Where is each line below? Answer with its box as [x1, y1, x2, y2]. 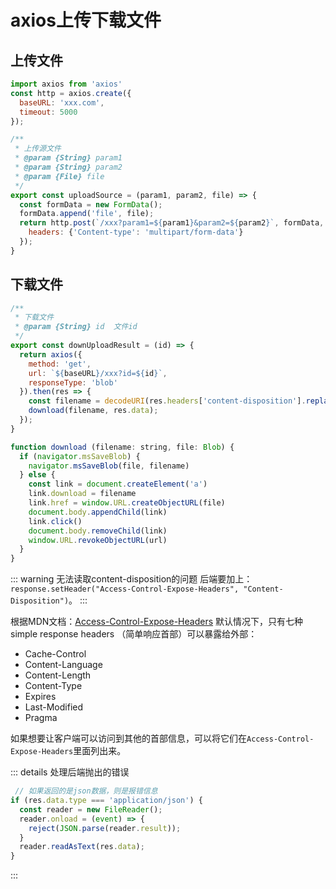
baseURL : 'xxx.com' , [19, 97, 105, 108]
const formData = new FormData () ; [19, 199, 163, 210]
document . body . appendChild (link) [28, 507, 168, 517]
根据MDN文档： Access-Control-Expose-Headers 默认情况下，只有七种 [10, 616, 303, 628]
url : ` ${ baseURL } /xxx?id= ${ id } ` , [28, 368, 168, 378]
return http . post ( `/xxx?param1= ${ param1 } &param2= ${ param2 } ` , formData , [19, 218, 325, 228]
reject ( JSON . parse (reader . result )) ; [28, 823, 182, 833]
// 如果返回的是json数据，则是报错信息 [14, 786, 158, 796]
